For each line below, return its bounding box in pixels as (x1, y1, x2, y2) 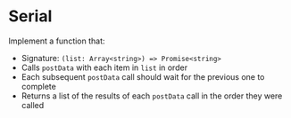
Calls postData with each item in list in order (21, 62, 188, 73)
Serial (8, 6, 53, 27)
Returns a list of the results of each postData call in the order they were (21, 90, 283, 101)
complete (21, 81, 57, 91)
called (21, 99, 45, 110)
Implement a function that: (8, 35, 105, 46)
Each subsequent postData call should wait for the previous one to (21, 71, 265, 82)
